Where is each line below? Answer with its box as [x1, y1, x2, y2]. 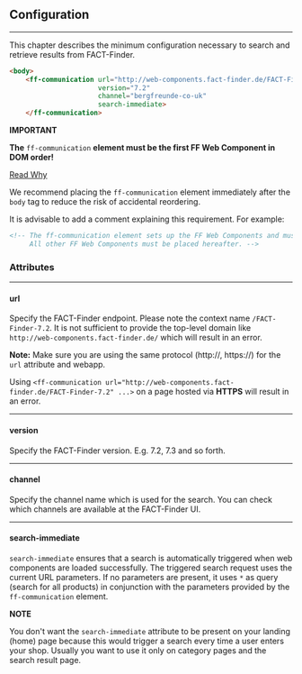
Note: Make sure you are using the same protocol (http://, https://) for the [9, 350, 281, 360]
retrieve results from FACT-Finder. [9, 49, 136, 59]
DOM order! [9, 152, 54, 163]
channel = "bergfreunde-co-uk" [97, 92, 207, 101]
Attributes [9, 260, 55, 273]
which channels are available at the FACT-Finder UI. [9, 504, 201, 515]
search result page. [9, 654, 82, 665]
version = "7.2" [97, 83, 151, 93]
